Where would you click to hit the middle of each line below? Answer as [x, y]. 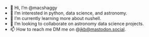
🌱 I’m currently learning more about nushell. [56, 18]
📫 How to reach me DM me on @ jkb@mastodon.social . [68, 29]
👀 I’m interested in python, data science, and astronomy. [68, 13]
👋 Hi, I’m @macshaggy [34, 8]
